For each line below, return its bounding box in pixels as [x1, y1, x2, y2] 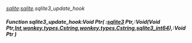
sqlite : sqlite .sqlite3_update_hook [6, 5, 85, 12]
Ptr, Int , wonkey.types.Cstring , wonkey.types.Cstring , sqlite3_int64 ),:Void [6, 24, 186, 31]
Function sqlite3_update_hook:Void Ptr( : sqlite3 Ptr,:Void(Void [6, 18, 160, 25]
